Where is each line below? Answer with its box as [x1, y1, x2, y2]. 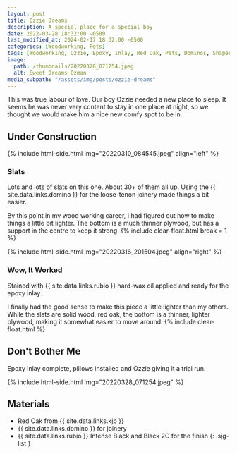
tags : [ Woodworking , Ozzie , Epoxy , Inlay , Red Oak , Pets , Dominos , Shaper [7, 50, 232, 57]
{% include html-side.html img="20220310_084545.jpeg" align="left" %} [7, 149, 219, 158]
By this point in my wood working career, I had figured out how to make [7, 211, 215, 220]
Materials [7, 398, 50, 410]
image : [7, 56, 27, 63]
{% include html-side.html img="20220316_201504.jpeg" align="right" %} [7, 247, 222, 256]
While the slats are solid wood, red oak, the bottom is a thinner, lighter [7, 309, 210, 318]
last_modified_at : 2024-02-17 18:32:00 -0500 [7, 37, 143, 44]
